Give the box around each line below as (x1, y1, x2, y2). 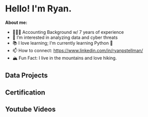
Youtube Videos (5, 105, 56, 114)
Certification (5, 88, 46, 97)
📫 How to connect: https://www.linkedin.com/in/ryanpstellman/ (12, 47, 143, 53)
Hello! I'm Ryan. (5, 3, 72, 14)
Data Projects (5, 71, 48, 80)
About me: (5, 19, 27, 25)
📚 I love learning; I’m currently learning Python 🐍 (12, 40, 113, 46)
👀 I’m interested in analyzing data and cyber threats (12, 34, 118, 40)
